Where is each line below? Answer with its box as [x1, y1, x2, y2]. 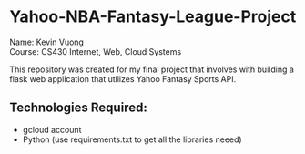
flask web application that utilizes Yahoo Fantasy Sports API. [9, 73, 237, 84]
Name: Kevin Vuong [9, 36, 85, 47]
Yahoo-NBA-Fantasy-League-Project [9, 6, 297, 27]
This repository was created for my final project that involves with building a [9, 64, 294, 75]
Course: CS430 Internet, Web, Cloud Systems [9, 46, 182, 56]
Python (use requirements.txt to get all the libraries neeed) [22, 134, 243, 145]
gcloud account [22, 124, 82, 135]
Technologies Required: [9, 100, 147, 116]
